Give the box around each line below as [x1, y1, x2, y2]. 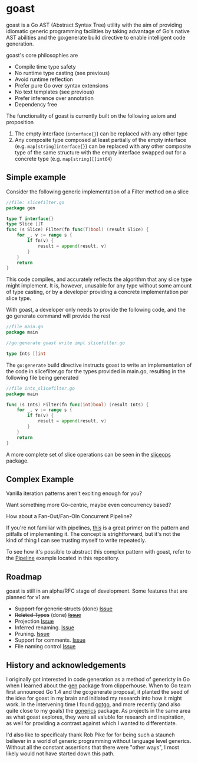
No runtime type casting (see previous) [14, 69, 110, 76]
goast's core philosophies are [6, 51, 78, 59]
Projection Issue [14, 617, 54, 625]
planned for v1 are [6, 594, 50, 601]
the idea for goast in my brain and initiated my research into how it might [6, 694, 182, 701]
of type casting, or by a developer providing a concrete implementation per [6, 289, 189, 296]
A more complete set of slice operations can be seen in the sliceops [6, 451, 171, 458]
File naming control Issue [14, 643, 76, 650]
